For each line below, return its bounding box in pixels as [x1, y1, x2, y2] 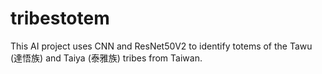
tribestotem [10, 7, 110, 30]
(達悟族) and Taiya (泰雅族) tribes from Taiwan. [10, 52, 203, 64]
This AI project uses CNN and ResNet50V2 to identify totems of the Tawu [10, 40, 313, 52]
